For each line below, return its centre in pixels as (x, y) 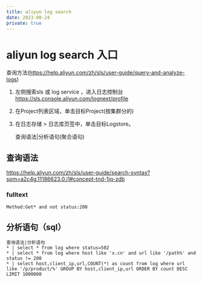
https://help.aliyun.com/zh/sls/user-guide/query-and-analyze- (107, 72)
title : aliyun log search (39, 12)
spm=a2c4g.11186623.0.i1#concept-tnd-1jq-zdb (66, 179)
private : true (24, 23)
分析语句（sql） (36, 227)
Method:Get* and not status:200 (47, 207)
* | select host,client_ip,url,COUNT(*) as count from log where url (96, 264)
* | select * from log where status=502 (58, 248)
